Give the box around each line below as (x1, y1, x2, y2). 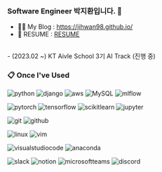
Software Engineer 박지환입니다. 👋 (7, 6, 123, 15)
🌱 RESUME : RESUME (17, 30, 80, 39)
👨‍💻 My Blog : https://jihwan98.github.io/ (17, 22, 133, 31)
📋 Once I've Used (7, 70, 70, 80)
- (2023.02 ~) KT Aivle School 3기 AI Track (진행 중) (7, 52, 156, 60)
